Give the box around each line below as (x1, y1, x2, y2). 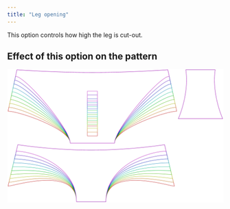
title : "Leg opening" (7, 11, 69, 18)
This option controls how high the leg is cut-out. (7, 31, 143, 39)
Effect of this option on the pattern (7, 51, 158, 62)
